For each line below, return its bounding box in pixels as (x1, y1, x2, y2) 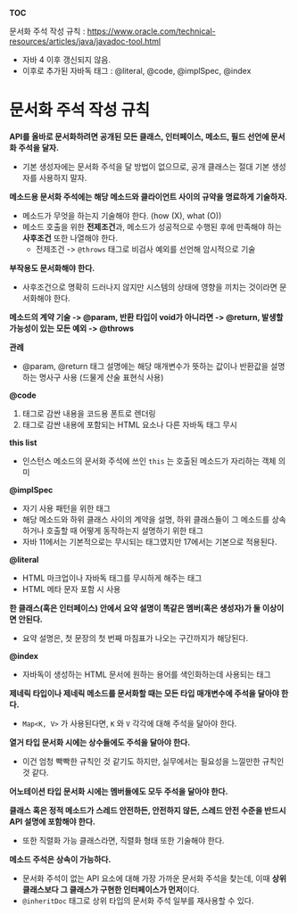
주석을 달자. (18, 142, 60, 152)
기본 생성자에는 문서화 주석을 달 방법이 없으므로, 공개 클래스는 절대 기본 (21, 161, 270, 172)
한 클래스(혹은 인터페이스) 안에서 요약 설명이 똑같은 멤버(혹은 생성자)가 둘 (9, 602, 261, 613)
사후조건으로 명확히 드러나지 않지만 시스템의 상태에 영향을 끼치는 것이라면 (21, 281, 278, 292)
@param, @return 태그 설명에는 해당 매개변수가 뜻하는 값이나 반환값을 (21, 360, 269, 371)
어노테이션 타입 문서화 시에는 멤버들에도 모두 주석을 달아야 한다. (9, 786, 228, 796)
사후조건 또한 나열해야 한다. (21, 232, 119, 243)
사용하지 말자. (38, 172, 87, 183)
